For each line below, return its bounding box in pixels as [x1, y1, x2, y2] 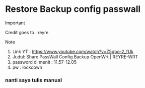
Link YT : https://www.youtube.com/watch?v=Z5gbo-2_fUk [12, 48, 134, 54]
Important [5, 20, 25, 26]
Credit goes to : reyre [5, 29, 49, 35]
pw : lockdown [12, 64, 43, 70]
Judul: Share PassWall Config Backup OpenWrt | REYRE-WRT [12, 53, 138, 60]
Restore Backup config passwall [5, 3, 141, 15]
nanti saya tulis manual [5, 77, 62, 84]
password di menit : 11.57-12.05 [12, 59, 77, 65]
